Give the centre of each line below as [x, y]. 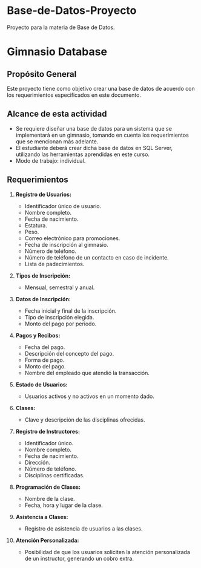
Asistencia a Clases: [42, 517]
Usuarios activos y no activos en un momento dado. [90, 396]
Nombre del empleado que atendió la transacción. [87, 373]
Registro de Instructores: [48, 431]
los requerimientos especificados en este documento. [74, 95]
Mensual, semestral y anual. [60, 287]
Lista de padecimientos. [54, 264]
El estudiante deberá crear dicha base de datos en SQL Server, [94, 148]
